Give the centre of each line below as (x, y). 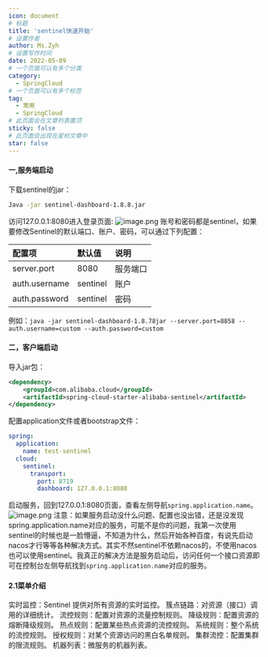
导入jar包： (27, 367)
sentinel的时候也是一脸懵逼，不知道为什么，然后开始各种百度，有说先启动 (131, 535)
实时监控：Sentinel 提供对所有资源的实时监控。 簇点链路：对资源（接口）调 (133, 605)
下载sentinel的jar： (40, 189)
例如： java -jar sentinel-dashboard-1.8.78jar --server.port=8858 (122, 320)
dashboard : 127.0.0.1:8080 (82, 489)
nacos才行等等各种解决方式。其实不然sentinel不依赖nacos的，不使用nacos (133, 546)
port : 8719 (56, 481)
